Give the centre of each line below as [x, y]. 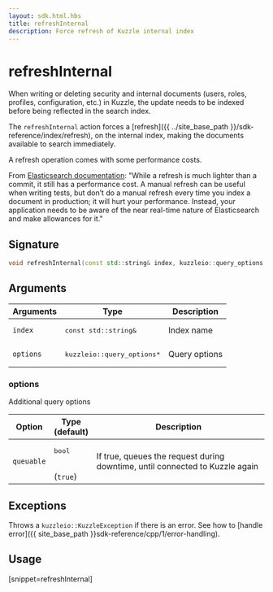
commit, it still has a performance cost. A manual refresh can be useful [127, 185]
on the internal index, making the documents [169, 136]
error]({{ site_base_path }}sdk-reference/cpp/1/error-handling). [115, 533]
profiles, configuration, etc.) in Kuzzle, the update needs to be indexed [126, 102]
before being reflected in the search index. [80, 111]
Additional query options [50, 402]
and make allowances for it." [56, 219]
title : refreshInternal [49, 24]
